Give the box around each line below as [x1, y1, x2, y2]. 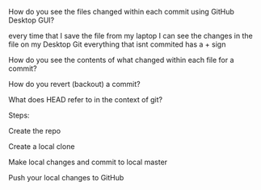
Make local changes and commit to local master [8, 157, 168, 167]
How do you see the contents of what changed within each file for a [8, 56, 234, 64]
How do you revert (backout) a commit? [8, 80, 141, 89]
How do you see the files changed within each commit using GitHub [8, 7, 234, 16]
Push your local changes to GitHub [8, 173, 124, 182]
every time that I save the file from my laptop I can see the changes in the [8, 31, 253, 40]
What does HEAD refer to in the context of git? [8, 95, 163, 104]
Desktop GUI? [8, 15, 55, 25]
